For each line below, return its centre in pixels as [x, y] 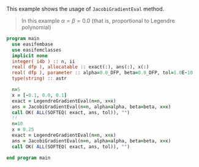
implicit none [30, 56]
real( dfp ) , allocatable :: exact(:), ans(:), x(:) [81, 67]
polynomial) [36, 27]
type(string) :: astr [39, 79]
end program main [28, 158]
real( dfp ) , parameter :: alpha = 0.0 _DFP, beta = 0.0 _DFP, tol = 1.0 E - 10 [102, 73]
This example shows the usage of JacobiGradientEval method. [85, 9]
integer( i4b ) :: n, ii [43, 61]
